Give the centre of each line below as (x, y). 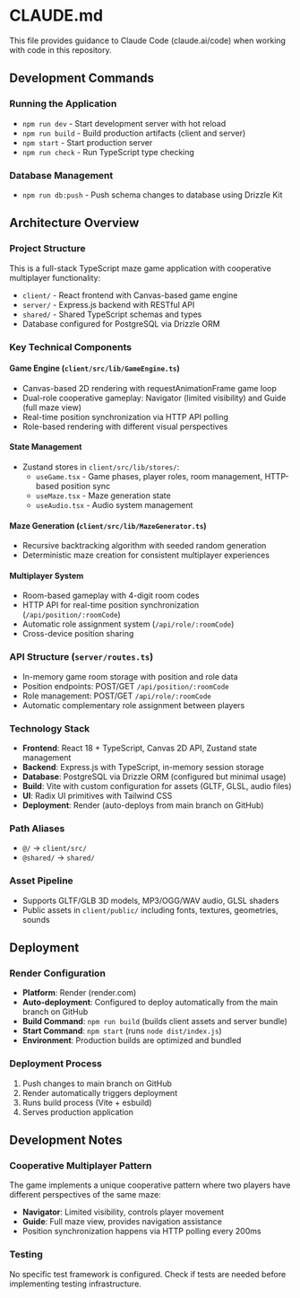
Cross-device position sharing (78, 634)
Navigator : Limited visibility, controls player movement (123, 1212)
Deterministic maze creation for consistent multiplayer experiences (146, 555)
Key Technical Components (71, 346)
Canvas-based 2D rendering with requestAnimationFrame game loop (150, 388)
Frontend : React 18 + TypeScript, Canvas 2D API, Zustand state (140, 748)
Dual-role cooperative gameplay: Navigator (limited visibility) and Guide (154, 398)
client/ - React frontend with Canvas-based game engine (130, 295)
